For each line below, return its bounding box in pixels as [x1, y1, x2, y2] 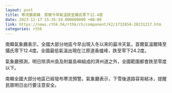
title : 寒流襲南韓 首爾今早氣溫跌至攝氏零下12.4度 [5, 12, 103, 17]
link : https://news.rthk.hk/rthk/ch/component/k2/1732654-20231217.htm [5, 21, 161, 27]
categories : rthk [5, 27, 42, 32]
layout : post [5, 7, 33, 13]
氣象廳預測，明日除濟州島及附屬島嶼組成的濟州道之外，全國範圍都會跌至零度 [5, 58, 167, 64]
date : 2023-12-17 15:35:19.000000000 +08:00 [5, 17, 102, 22]
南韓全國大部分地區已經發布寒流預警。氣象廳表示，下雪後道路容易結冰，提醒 [5, 76, 167, 82]
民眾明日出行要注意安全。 [5, 82, 59, 88]
